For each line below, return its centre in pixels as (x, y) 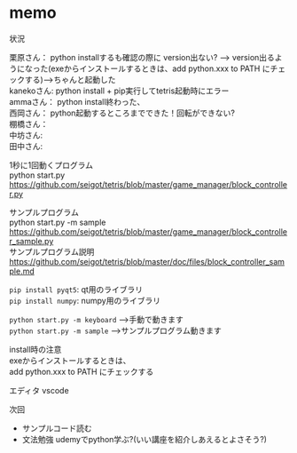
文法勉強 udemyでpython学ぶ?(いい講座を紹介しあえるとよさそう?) (145, 439)
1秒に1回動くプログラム (51, 165)
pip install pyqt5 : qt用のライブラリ (76, 289)
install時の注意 (35, 349)
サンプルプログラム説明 (52, 251)
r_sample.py (31, 241)
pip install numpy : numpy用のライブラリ (85, 300)
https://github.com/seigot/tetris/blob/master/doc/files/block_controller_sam (147, 261)
